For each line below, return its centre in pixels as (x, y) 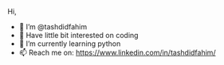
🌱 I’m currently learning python (70, 44)
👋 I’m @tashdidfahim (53, 27)
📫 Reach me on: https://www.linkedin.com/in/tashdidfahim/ (117, 52)
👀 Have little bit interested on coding (79, 35)
